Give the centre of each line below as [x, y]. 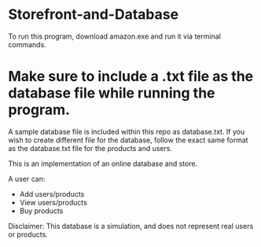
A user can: [27, 179]
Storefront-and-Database [94, 15]
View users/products [53, 202]
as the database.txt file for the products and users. [90, 148]
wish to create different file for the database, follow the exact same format [129, 140]
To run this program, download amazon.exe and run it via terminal [115, 36]
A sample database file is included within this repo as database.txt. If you [127, 131]
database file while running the [112, 93]
